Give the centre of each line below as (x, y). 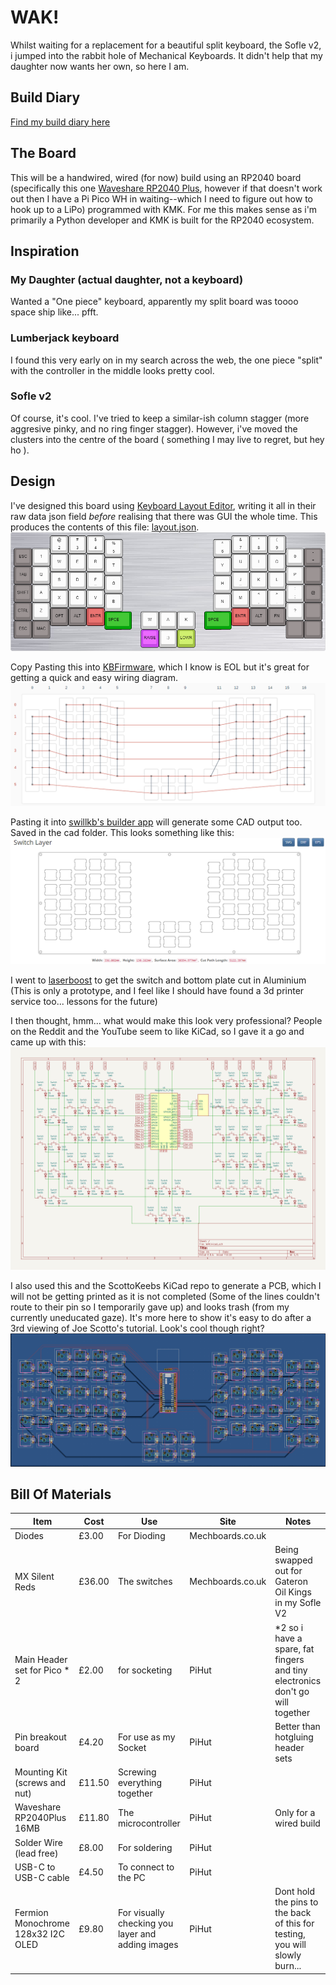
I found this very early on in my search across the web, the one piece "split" (166, 360)
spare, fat (294, 1648)
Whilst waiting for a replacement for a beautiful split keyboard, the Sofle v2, (166, 45)
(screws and (40, 1783)
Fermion (31, 1913)
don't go (292, 1691)
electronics (298, 1680)
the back (293, 1913)
